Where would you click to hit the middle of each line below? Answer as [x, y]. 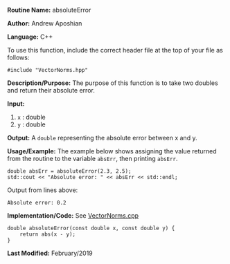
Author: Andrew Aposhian [45, 23]
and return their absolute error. [51, 90]
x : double [32, 117]
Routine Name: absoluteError [49, 10]
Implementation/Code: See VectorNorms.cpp [73, 216]
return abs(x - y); [48, 234]
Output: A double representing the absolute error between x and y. [102, 138]
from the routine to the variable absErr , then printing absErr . [92, 159]
